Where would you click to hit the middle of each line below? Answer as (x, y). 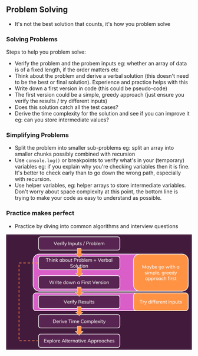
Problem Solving (37, 10)
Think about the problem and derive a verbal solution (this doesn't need (102, 76)
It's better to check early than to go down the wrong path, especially (98, 173)
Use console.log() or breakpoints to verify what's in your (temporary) (99, 160)
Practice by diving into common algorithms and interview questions (96, 226)
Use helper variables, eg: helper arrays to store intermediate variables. (100, 186)
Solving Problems (32, 39)
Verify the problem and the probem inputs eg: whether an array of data (101, 64)
